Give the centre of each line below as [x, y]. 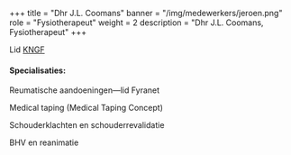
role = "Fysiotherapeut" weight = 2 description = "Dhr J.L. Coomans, [136, 23]
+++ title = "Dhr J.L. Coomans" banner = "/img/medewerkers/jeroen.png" [146, 13]
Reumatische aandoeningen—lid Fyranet [85, 90]
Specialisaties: [37, 70]
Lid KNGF [27, 50]
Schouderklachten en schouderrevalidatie [87, 125]
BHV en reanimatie [44, 142]
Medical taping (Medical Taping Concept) [86, 108]
